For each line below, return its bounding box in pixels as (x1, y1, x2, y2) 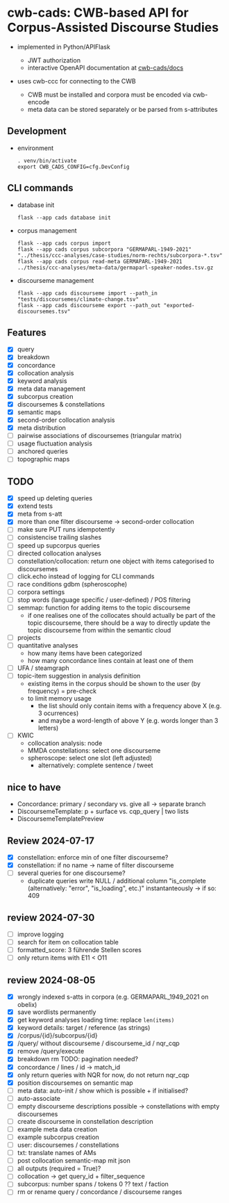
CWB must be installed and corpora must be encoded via (27, 90, 192, 99)
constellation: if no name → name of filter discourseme (17, 861, 174, 869)
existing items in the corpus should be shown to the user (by (27, 680, 201, 688)
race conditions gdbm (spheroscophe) (17, 580, 128, 588)
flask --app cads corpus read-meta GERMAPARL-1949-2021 (17, 258, 183, 265)
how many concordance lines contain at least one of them (27, 657, 194, 665)
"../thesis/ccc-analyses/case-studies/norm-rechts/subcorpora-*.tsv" (17, 252, 223, 259)
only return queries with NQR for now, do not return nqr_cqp (17, 1070, 189, 1079)
